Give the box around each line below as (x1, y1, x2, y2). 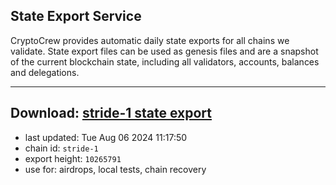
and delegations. (10, 66, 80, 78)
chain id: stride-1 (24, 142, 99, 154)
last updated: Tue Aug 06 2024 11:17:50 (24, 131, 188, 143)
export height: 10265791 (24, 152, 122, 164)
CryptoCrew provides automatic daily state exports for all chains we (10, 34, 290, 46)
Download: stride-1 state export (10, 105, 213, 122)
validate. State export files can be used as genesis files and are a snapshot (10, 45, 319, 57)
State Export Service (10, 8, 142, 25)
